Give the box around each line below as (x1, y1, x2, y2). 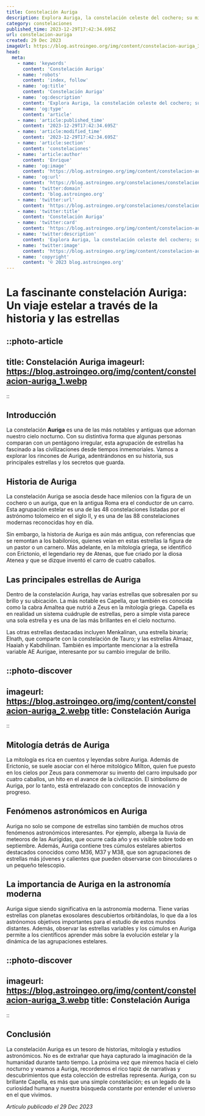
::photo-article (6, 336, 63, 346)
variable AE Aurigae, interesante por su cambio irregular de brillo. (6, 648, 171, 655)
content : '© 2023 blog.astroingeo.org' (22, 260, 124, 266)
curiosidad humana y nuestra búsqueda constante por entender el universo (6, 1084, 196, 1092)
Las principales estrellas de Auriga (6, 574, 142, 585)
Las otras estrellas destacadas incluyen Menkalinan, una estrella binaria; (6, 628, 189, 635)
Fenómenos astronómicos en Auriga (6, 806, 148, 817)
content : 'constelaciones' (22, 145, 92, 152)
